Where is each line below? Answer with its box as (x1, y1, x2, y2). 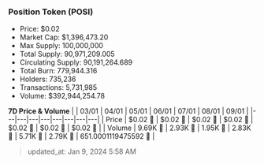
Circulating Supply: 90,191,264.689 (19, 58, 133, 67)
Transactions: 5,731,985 (19, 83, 98, 92)
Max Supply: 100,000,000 (19, 41, 104, 50)
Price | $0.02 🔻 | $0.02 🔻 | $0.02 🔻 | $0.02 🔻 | (105, 115, 254, 125)
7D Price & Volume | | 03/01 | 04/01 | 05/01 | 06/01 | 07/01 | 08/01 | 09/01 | (8, 106, 250, 116)
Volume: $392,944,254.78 (19, 91, 105, 101)
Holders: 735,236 (19, 74, 76, 84)
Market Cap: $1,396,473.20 (19, 32, 109, 42)
